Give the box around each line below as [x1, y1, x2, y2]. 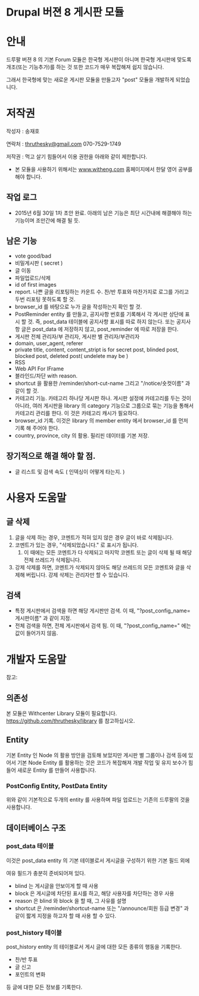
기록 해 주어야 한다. [14, 424, 60, 431]
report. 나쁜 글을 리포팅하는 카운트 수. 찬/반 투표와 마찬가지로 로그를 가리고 [14, 288, 189, 295]
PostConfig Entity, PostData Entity [6, 782, 108, 790]
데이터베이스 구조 [6, 823, 66, 833]
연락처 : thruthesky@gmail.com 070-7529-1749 [6, 140, 122, 148]
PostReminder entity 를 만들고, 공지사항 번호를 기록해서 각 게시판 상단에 [14, 310, 184, 317]
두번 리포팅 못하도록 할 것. [14, 295, 76, 302]
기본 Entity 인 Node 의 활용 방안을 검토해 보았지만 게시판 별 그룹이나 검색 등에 [6, 751, 187, 759]
